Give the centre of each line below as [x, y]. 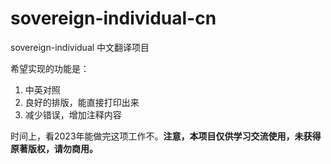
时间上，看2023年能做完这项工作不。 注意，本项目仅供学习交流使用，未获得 [166, 136]
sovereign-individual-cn [113, 18]
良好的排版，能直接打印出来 [82, 102]
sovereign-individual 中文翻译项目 [80, 47]
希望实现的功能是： [50, 68]
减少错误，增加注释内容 [73, 114]
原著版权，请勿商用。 [54, 148]
